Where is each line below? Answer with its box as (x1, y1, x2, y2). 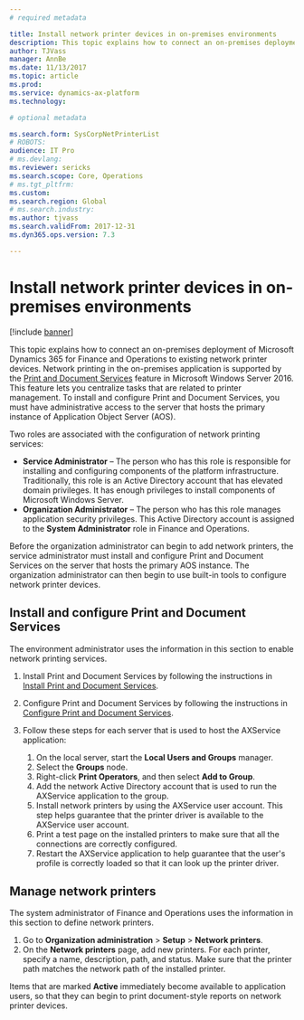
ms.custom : (9, 188, 51, 197)
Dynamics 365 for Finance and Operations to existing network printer (9, 354, 268, 364)
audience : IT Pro (9, 146, 75, 156)
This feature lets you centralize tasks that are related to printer (9, 382, 242, 393)
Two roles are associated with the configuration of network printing (9, 429, 261, 439)
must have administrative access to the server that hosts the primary (9, 401, 265, 412)
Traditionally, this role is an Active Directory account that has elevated (22, 475, 283, 486)
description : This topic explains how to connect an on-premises (9, 38, 261, 47)
